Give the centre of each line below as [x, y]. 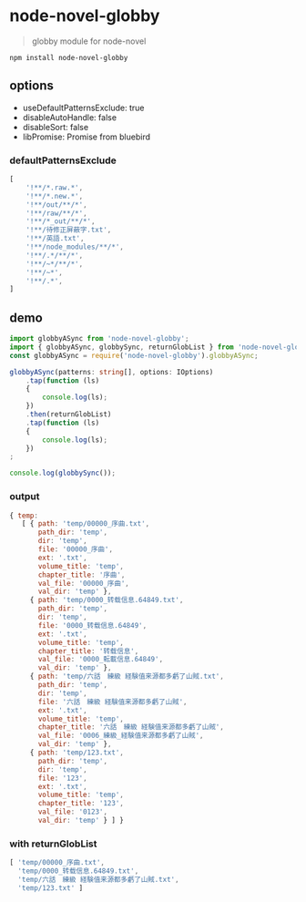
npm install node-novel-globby [69, 57]
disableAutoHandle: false [69, 117]
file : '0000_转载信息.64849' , [92, 625]
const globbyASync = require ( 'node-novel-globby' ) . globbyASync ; [134, 355]
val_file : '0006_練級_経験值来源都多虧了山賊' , [121, 736]
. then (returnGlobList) [69, 415]
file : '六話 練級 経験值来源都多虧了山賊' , [113, 702]
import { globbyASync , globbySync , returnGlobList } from [122, 347]
